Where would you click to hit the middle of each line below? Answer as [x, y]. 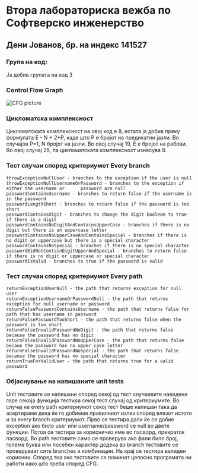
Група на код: [27, 62]
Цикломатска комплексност [50, 118]
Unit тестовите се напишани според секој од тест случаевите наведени [97, 394]
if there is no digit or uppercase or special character [78, 256]
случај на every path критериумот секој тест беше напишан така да [92, 407]
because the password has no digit [50, 335]
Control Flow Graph [35, 90]
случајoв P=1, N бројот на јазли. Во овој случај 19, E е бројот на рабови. [97, 144]
